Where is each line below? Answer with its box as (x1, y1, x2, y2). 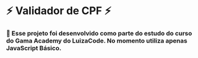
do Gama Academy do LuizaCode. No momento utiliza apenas (6, 37, 188, 45)
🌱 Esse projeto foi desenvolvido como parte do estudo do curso (6, 30, 193, 38)
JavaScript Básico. (6, 44, 62, 53)
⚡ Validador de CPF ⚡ (6, 4, 111, 18)
